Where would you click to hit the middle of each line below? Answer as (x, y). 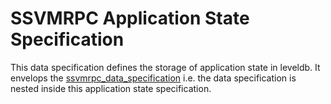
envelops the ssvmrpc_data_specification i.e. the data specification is (153, 78)
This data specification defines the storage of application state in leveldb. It (165, 67)
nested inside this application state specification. (111, 88)
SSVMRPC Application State (130, 18)
